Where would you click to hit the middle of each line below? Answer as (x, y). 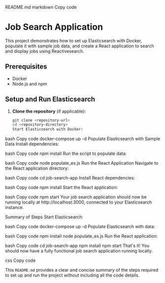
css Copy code (20, 260)
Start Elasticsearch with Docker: (48, 129)
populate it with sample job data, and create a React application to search (80, 46)
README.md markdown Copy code (41, 7)
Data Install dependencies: (32, 144)
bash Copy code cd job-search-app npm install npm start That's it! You (77, 246)
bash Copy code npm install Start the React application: (62, 187)
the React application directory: (37, 168)
